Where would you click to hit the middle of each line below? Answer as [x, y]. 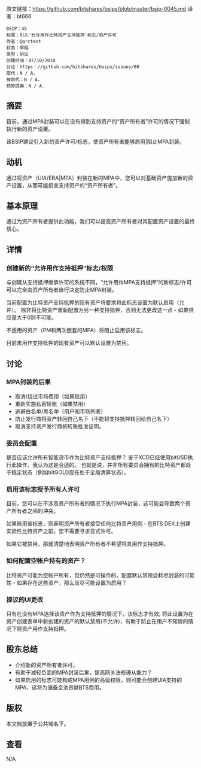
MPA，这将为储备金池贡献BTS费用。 [60, 687]
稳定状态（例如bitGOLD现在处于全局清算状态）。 [70, 472]
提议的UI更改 [25, 599]
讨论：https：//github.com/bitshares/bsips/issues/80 [73, 67]
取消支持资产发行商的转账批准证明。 [60, 426]
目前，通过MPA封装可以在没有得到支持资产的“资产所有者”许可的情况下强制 [98, 121]
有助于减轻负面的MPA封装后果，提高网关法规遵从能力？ [83, 672]
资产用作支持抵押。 [45, 629]
